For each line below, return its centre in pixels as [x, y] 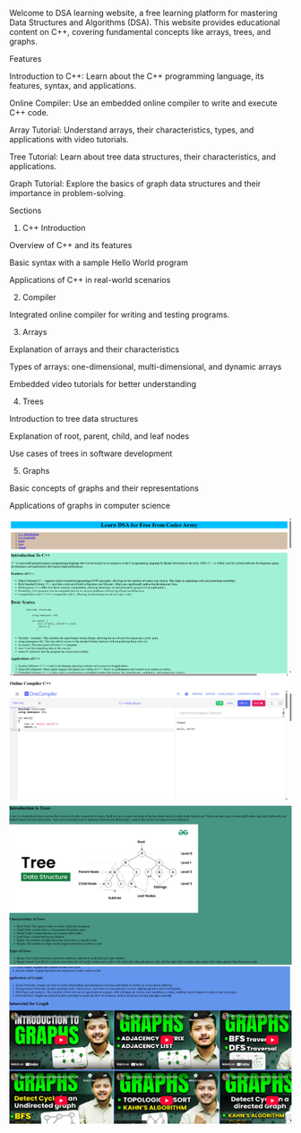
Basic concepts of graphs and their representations [104, 488]
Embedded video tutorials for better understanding [103, 384]
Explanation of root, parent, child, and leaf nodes [99, 436]
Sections [26, 210]
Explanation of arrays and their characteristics [95, 349]
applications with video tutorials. [69, 139]
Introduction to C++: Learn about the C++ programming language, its [137, 76]
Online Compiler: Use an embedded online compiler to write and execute [143, 103]
